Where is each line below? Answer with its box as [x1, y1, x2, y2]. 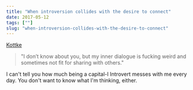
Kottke [6, 41, 22, 49]
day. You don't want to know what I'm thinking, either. [6, 77, 138, 84]
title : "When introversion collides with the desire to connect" [6, 8, 171, 15]
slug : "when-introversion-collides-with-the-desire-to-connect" [6, 25, 169, 31]
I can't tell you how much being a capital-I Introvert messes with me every [6, 70, 187, 78]
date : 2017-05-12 [6, 14, 49, 20]
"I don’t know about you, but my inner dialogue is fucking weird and [20, 53, 186, 60]
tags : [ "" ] [6, 20, 33, 25]
